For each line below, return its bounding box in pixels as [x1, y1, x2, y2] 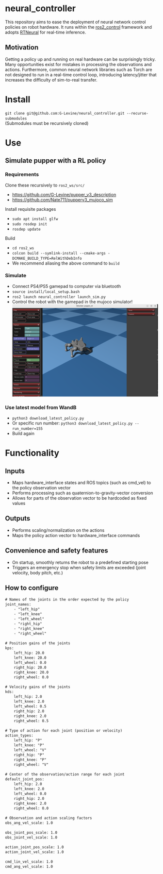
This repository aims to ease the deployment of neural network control [5, 19, 146, 25]
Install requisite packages [5, 206, 56, 212]
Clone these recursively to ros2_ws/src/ [5, 182, 85, 188]
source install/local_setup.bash [12, 289, 80, 294]
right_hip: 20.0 [14, 665, 47, 670]
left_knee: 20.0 [14, 655, 47, 660]
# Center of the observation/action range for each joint [5, 772, 125, 777]
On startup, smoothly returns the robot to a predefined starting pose [12, 559, 149, 565]
